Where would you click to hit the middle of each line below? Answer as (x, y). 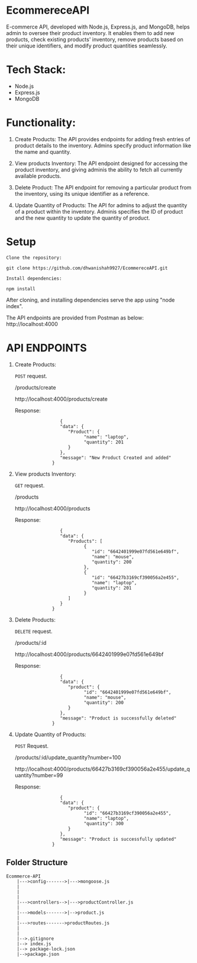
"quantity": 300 (104, 823)
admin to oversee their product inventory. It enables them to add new (90, 33)
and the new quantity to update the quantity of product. (82, 218)
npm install (21, 289)
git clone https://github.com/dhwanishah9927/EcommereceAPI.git (87, 268)
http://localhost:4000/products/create (61, 399)
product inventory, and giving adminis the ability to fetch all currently (98, 169)
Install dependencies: (34, 278)
